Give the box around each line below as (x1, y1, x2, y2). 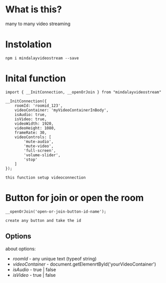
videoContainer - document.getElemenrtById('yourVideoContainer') (12, 261, 156, 267)
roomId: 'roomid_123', (14, 103, 63, 108)
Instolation (5, 39, 52, 50)
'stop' (24, 157, 38, 162)
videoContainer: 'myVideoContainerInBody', (14, 107, 109, 112)
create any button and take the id (5, 218, 81, 223)
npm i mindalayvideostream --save (5, 55, 79, 61)
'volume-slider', (24, 153, 60, 158)
